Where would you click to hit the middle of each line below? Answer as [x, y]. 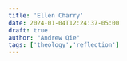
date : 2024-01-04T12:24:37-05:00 [64, 23]
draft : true [28, 30]
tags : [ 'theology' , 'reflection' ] [64, 45]
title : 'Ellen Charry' [46, 15]
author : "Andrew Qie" [44, 38]
